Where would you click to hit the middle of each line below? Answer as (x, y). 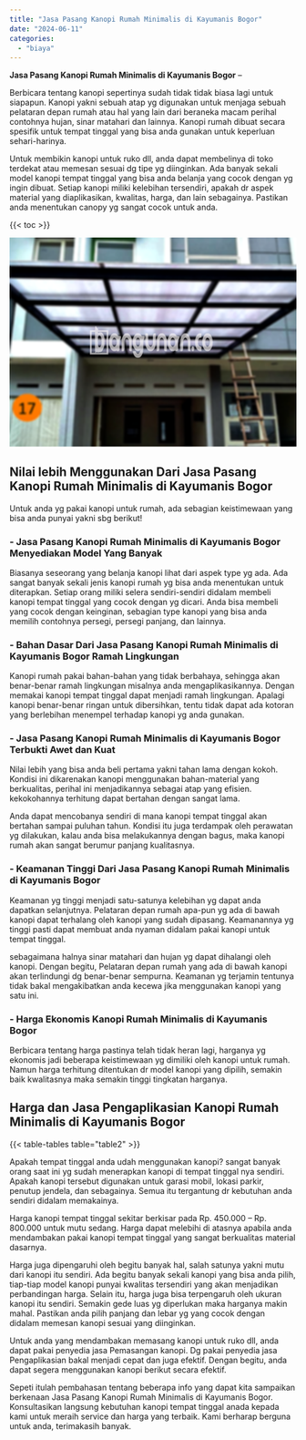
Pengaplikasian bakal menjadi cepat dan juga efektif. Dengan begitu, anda (148, 1360)
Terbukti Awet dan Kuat (62, 750)
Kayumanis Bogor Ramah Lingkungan (94, 656)
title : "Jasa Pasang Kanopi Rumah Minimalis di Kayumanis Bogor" (136, 19)
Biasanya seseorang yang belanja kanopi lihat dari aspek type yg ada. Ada (149, 572)
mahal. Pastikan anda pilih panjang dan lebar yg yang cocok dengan (138, 1313)
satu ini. (24, 995)
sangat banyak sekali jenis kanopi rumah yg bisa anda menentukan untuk (147, 582)
